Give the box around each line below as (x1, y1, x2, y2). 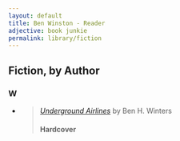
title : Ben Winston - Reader (8, 19, 106, 27)
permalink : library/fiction (8, 34, 102, 42)
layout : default (8, 11, 62, 20)
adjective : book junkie (8, 26, 88, 34)
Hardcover (39, 124, 77, 134)
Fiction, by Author (8, 63, 100, 77)
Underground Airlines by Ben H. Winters (39, 106, 172, 115)
